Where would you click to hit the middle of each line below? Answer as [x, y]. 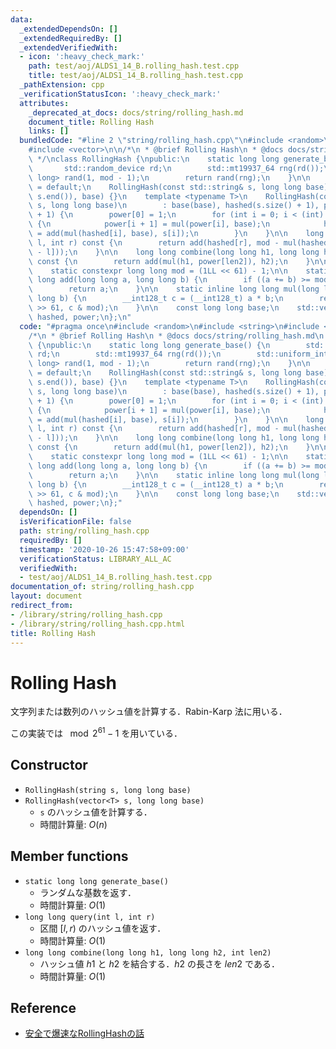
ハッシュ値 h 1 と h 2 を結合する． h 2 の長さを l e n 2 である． [159, 963]
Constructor [49, 765]
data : [21, 19]
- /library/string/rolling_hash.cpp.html [98, 624]
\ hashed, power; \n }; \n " [80, 317]
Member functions [69, 856]
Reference [43, 1007]
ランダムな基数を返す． [88, 892]
